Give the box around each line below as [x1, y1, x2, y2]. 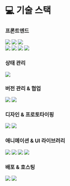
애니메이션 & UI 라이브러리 [5, 137, 65, 144]
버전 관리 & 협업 [5, 85, 41, 92]
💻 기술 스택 [5, 5, 51, 16]
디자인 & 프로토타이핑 [5, 111, 54, 118]
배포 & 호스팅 [5, 164, 35, 171]
